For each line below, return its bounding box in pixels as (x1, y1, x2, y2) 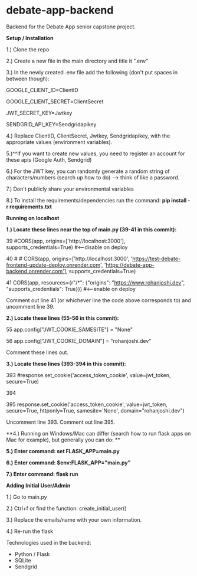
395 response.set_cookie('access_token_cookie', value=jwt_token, (6, 401, 168, 408)
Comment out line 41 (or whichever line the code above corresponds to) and (6, 296, 192, 304)
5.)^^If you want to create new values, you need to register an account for (6, 150, 185, 157)
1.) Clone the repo (6, 45, 50, 53)
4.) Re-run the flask (6, 528, 54, 535)
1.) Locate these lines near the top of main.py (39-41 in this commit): (6, 225, 177, 233)
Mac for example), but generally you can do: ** (6, 436, 121, 443)
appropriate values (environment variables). (6, 138, 113, 145)
